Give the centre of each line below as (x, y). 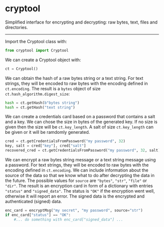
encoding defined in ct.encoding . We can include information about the (77, 170)
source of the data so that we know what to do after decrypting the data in (80, 176)
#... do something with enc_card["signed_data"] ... (69, 219)
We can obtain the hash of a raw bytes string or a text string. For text (74, 78)
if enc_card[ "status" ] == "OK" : (38, 215)
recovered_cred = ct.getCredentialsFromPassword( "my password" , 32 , (76, 151)
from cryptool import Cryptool (37, 50)
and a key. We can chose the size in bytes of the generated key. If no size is (81, 122)
